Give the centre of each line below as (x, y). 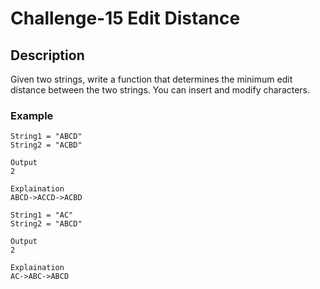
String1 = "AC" (42, 215)
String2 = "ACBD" (46, 145)
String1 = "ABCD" (46, 137)
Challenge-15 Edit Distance (125, 18)
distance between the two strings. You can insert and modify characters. (160, 90)
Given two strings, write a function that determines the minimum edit (151, 79)
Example (32, 115)
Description (47, 55)
